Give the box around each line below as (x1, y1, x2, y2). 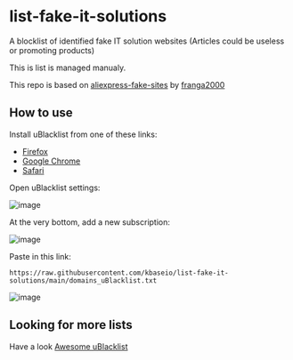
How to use (9, 105, 73, 121)
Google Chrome (21, 156, 81, 166)
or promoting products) (9, 44, 95, 55)
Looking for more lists (9, 317, 134, 332)
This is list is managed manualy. (9, 62, 126, 73)
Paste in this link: (9, 251, 71, 261)
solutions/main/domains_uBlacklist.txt (9, 276, 158, 285)
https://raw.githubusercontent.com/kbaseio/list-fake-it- (9, 268, 229, 277)
